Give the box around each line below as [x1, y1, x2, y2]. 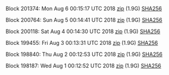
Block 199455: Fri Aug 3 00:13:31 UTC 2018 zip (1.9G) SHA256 [5, 40, 158, 46]
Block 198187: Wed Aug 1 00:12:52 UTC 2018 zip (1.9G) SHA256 [5, 62, 161, 69]
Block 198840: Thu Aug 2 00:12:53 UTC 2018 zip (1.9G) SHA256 [5, 51, 163, 58]
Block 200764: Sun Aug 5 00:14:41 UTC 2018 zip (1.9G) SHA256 [5, 17, 162, 23]
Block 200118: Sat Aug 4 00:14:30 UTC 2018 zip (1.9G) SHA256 [5, 28, 161, 35]
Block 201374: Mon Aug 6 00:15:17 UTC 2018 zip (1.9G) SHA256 [5, 5, 162, 12]
